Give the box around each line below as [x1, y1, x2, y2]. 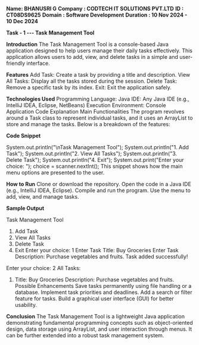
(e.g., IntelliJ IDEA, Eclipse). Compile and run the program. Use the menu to [6, 187, 191, 194]
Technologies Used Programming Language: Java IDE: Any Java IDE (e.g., [6, 95, 189, 102]
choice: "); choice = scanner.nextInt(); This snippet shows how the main [6, 163, 183, 170]
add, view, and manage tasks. [6, 193, 79, 200]
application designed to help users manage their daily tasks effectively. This [6, 47, 192, 54]
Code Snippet [6, 132, 41, 139]
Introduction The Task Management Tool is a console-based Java [6, 41, 169, 48]
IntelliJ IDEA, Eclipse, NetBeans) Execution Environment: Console [6, 102, 166, 109]
